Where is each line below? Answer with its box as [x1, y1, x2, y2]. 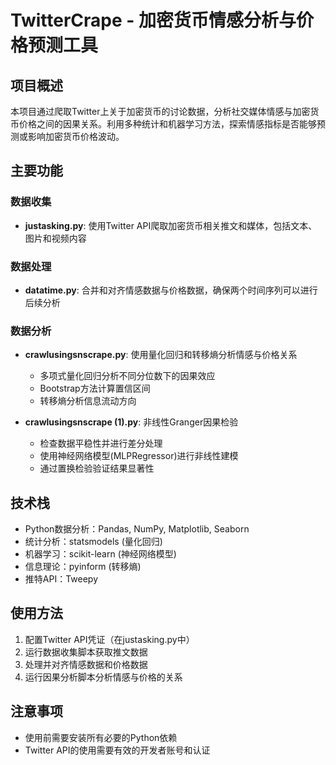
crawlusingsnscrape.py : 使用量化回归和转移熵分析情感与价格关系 [24, 349, 298, 361]
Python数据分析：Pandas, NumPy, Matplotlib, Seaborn [24, 523, 250, 535]
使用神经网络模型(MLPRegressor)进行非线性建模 [39, 450, 239, 462]
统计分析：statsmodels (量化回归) [24, 536, 163, 548]
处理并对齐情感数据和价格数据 [24, 658, 148, 670]
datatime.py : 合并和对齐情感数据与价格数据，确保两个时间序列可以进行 [24, 284, 318, 296]
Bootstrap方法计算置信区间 [39, 382, 151, 395]
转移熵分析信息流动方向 [39, 395, 137, 407]
